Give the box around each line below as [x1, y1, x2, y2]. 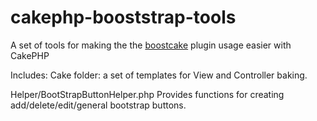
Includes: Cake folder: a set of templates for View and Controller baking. [10, 69, 308, 81]
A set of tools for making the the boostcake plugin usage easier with [10, 39, 292, 51]
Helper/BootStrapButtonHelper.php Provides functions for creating [10, 88, 285, 100]
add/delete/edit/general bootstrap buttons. [10, 99, 187, 111]
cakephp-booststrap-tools [10, 6, 237, 29]
